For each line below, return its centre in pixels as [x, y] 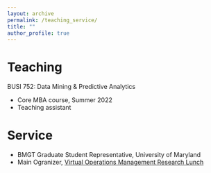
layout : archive [31, 14]
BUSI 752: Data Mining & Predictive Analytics [71, 87]
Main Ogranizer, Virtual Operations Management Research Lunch [110, 162]
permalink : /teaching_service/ [52, 20]
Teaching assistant [44, 108]
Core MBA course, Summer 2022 [65, 100]
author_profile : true [39, 33]
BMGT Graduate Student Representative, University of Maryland [109, 155]
